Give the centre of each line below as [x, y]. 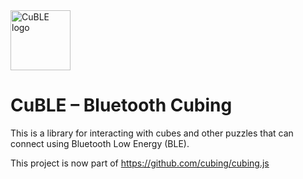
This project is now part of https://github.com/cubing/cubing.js [140, 163]
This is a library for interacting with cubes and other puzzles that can [152, 133]
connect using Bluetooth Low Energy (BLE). [100, 143]
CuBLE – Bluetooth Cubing [121, 105]
